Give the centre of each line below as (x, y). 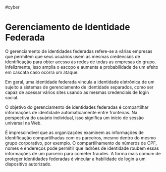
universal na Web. (24, 123)
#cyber (12, 7)
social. (12, 97)
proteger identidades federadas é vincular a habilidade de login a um (76, 159)
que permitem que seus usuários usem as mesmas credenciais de (73, 56)
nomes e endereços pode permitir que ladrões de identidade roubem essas (82, 148)
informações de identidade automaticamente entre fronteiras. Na (71, 112)
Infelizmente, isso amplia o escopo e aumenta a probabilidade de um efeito (82, 67)
